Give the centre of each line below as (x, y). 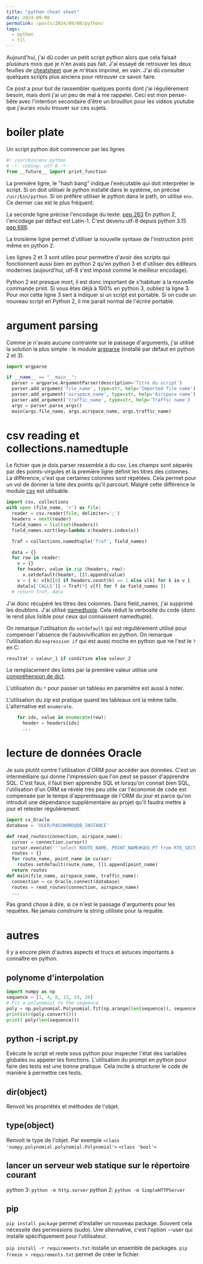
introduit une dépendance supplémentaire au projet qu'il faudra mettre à (96, 802)
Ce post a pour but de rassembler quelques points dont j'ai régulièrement (98, 88)
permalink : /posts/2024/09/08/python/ (55, 23)
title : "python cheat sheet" (43, 12)
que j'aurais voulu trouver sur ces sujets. (57, 108)
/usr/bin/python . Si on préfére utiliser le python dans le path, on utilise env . (100, 196)
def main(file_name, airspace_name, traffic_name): (72, 876)
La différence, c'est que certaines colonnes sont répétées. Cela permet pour (101, 478)
